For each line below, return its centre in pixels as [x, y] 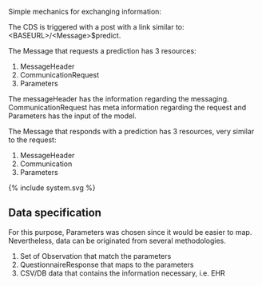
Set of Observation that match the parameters [95, 256]
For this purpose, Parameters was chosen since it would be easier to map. [130, 232]
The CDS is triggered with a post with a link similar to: [97, 27]
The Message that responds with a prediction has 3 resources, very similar [131, 131]
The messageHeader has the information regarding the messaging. [119, 99]
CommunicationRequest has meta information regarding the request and [127, 107]
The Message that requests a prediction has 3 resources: [103, 51]
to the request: [32, 140]
